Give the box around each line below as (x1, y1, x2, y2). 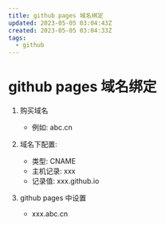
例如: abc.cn (31, 122, 73, 132)
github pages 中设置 (19, 193, 87, 203)
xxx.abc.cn (31, 209, 69, 219)
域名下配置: (19, 140, 57, 149)
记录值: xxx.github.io (31, 177, 100, 186)
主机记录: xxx (31, 166, 76, 176)
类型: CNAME (31, 157, 77, 166)
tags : (8, 33, 26, 42)
